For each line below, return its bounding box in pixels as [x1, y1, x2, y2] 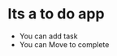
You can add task [19, 31, 78, 41]
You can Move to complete [19, 39, 110, 49]
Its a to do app [7, 5, 105, 23]
